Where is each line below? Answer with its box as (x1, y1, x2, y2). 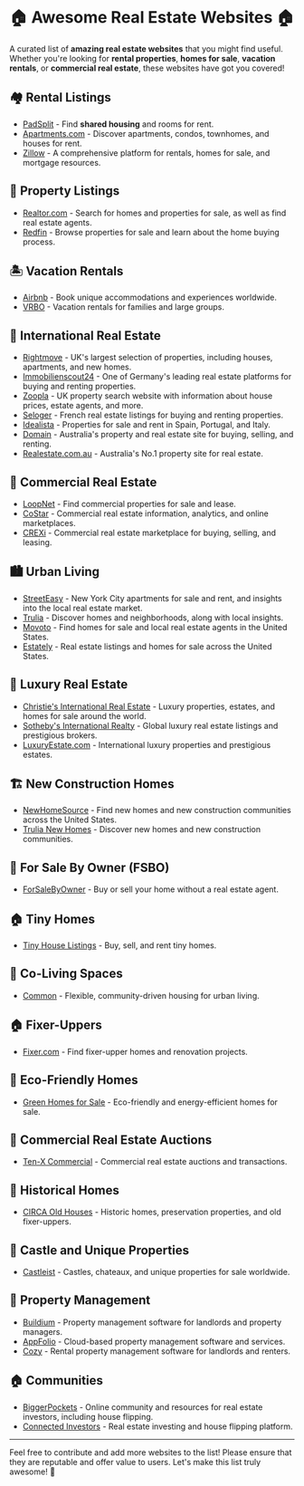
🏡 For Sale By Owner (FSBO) (9, 859, 170, 875)
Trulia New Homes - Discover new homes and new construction (22, 824, 261, 835)
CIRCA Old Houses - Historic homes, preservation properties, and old (22, 1206, 282, 1218)
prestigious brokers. (22, 730, 98, 741)
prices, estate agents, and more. (22, 400, 144, 411)
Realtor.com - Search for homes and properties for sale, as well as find (22, 207, 287, 218)
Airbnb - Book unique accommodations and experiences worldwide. (22, 292, 278, 303)
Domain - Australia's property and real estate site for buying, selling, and (22, 429, 294, 440)
